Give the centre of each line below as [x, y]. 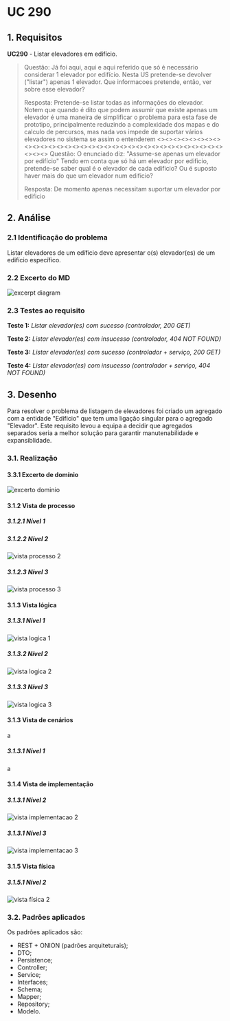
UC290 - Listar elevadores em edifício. [62, 54]
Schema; [30, 989]
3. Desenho [32, 394]
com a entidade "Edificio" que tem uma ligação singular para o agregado [110, 419]
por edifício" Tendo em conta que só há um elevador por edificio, [116, 161]
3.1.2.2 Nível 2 [28, 538]
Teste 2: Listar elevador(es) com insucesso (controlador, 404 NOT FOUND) [114, 339]
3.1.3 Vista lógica [32, 605]
